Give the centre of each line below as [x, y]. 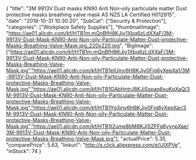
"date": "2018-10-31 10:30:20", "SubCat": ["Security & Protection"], [87, 21]
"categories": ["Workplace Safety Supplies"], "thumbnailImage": [83, 27]
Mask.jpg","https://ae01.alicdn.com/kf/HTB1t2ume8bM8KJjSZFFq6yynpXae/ [97, 126]
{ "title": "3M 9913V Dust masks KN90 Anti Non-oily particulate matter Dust [97, 8]
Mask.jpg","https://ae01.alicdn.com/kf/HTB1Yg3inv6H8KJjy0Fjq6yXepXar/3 [96, 108]
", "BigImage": [136, 46]
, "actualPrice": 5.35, [142, 139]
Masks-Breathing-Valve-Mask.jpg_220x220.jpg [63, 46]
